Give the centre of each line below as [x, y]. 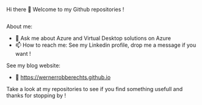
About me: [19, 26]
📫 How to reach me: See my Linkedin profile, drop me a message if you [106, 45]
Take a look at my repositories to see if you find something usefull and [95, 89]
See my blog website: [34, 66]
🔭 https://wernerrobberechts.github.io [63, 77]
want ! [23, 54]
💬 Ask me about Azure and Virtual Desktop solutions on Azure [93, 38]
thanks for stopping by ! [36, 95]
